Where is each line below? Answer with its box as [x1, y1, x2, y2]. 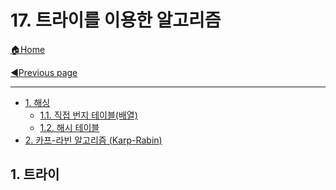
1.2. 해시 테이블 [39, 121, 100, 133]
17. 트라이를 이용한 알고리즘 [10, 9, 222, 32]
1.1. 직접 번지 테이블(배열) [39, 109, 138, 121]
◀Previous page [10, 66, 78, 78]
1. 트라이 [10, 166, 60, 183]
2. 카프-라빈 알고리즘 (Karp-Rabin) [24, 134, 163, 146]
